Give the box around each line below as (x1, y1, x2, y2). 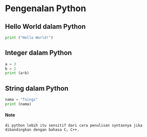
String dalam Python (5, 84, 69, 93)
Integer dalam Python (5, 49, 72, 57)
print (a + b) (5, 71, 29, 76)
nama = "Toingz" (5, 97, 38, 102)
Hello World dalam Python (5, 22, 86, 31)
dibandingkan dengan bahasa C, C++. (5, 127, 79, 132)
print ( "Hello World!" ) (5, 35, 54, 40)
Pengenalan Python (5, 3, 86, 14)
